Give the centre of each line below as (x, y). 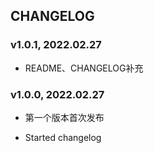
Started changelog (63, 137)
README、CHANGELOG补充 (84, 68)
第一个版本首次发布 (64, 117)
